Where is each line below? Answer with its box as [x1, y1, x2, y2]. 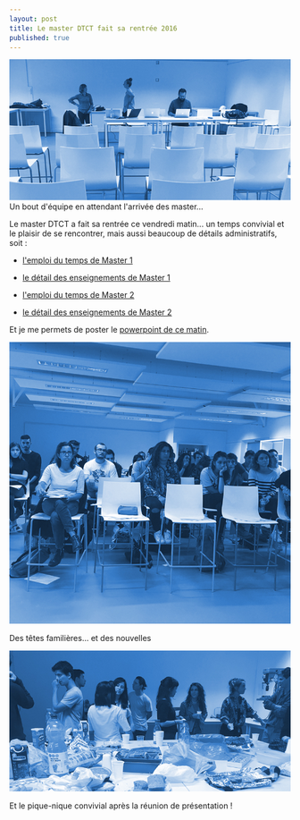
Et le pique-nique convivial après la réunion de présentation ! [9, 800, 233, 811]
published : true [9, 33, 70, 42]
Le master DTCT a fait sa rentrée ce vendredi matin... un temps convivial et [9, 219, 285, 230]
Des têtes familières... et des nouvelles [9, 633, 152, 644]
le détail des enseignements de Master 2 [21, 307, 172, 317]
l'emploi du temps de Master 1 [21, 255, 133, 266]
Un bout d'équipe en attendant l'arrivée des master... [9, 201, 204, 212]
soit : [9, 238, 28, 249]
